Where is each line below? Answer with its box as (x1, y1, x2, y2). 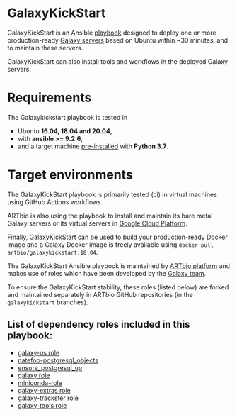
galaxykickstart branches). (7, 298, 88, 306)
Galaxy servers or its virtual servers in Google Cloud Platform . (7, 218, 187, 228)
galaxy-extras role (17, 386, 71, 394)
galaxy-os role (17, 348, 60, 357)
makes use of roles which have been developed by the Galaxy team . (7, 269, 207, 277)
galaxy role (17, 371, 50, 379)
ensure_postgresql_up (17, 363, 83, 372)
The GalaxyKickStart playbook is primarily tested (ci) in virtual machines (7, 190, 218, 199)
